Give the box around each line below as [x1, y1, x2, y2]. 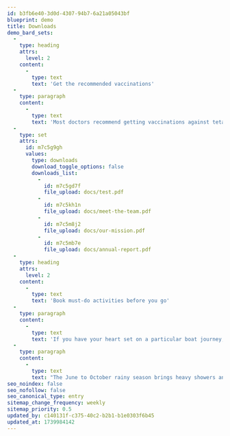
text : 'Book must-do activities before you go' [31, 297, 170, 304]
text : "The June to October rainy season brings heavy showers [31, 374, 216, 381]
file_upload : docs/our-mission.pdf [43, 227, 146, 234]
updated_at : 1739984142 [7, 418, 75, 426]
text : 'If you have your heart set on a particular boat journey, [31, 336, 225, 343]
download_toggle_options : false [31, 163, 125, 170]
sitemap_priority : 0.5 [7, 406, 72, 413]
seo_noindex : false [7, 380, 63, 387]
